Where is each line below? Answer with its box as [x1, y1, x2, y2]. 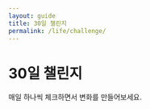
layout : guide [8, 11, 56, 20]
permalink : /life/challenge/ [8, 27, 106, 35]
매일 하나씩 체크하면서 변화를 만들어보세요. [8, 92, 143, 102]
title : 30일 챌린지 [8, 19, 67, 27]
